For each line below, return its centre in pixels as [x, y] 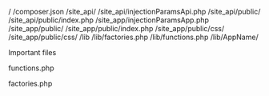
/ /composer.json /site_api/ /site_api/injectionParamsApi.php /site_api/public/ [134, 12]
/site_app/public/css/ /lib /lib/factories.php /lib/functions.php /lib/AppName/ [133, 37]
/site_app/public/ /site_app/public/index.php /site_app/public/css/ [116, 28]
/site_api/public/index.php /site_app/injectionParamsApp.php [109, 20]
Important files [32, 52]
